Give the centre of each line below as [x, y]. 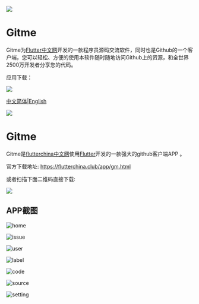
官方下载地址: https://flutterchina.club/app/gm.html [69, 166]
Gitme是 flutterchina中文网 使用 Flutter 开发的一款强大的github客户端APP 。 [96, 154]
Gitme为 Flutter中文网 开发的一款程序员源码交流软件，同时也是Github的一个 [97, 50]
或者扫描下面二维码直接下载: [41, 179]
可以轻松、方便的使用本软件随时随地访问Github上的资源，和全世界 [108, 57]
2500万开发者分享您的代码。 [41, 65]
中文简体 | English [26, 101]
